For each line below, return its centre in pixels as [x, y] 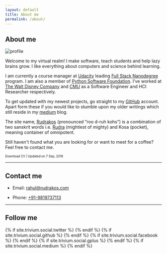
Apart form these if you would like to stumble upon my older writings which [82, 107]
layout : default [22, 10]
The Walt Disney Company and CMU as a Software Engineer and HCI [76, 87]
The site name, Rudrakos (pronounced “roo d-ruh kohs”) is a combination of [83, 122]
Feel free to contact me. [30, 147]
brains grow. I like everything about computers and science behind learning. [83, 66]
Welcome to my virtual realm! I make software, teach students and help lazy [83, 61]
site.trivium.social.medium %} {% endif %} [49, 246]
